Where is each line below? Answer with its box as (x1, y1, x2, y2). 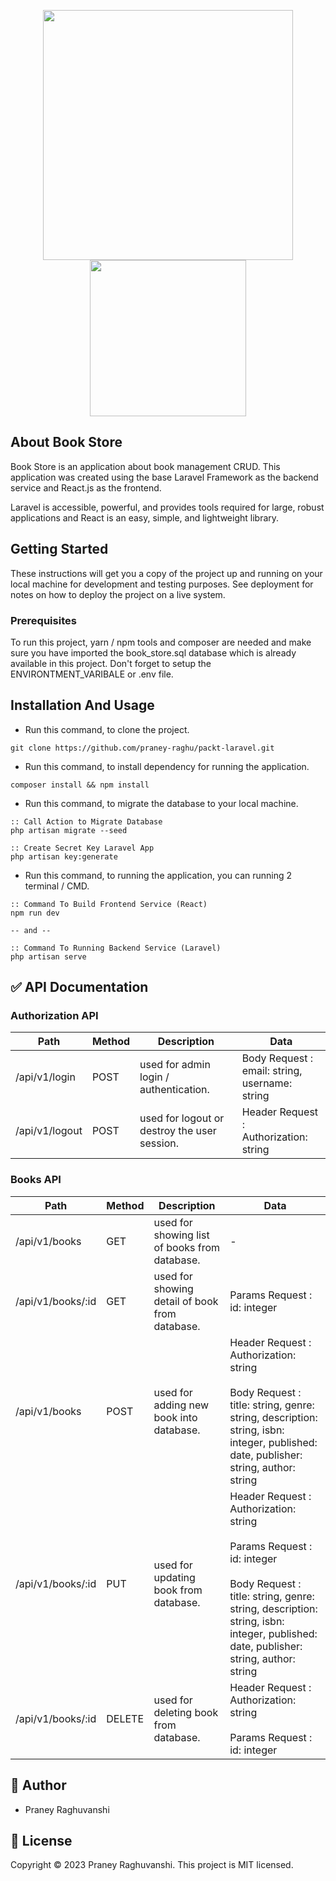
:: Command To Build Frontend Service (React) (10, 899, 208, 909)
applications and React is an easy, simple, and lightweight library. (10, 511, 280, 524)
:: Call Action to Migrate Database (10, 816, 163, 827)
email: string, (241, 1064, 303, 1078)
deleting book (153, 1705, 219, 1719)
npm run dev (10, 908, 60, 918)
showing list (153, 1228, 210, 1242)
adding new (153, 1398, 210, 1412)
